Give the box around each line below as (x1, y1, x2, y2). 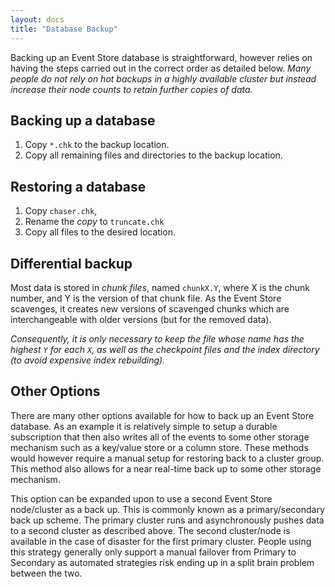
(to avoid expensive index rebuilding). (10, 354, 166, 366)
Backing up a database (10, 112, 156, 129)
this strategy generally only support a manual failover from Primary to (10, 546, 297, 558)
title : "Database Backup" (10, 24, 118, 34)
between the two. (10, 567, 83, 579)
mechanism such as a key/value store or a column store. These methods (10, 441, 309, 453)
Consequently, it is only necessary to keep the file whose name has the (10, 332, 305, 345)
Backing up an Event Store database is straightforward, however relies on (10, 51, 313, 63)
